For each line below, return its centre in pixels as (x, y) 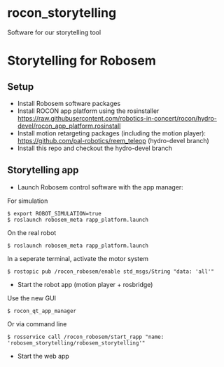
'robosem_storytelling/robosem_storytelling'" (76, 343)
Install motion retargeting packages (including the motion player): (112, 133)
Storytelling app (43, 170)
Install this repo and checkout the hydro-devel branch (95, 148)
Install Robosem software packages (69, 103)
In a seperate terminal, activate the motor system (78, 258)
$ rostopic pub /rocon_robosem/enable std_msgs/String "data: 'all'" (111, 272)
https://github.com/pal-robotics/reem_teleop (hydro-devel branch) (113, 140)
